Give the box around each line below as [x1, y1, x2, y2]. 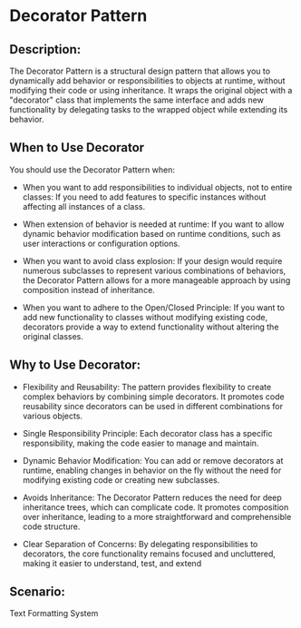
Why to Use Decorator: [9, 358, 141, 373]
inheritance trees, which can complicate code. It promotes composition [22, 501, 289, 513]
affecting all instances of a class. [22, 201, 146, 211]
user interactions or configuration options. [22, 238, 180, 249]
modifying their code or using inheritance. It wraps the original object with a [9, 85, 293, 95]
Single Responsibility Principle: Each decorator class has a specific [22, 427, 273, 438]
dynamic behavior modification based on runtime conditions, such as [22, 228, 281, 239]
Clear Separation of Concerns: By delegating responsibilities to [22, 538, 258, 549]
